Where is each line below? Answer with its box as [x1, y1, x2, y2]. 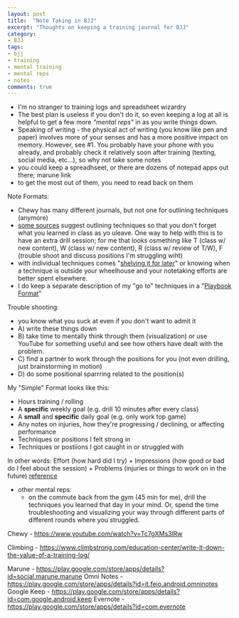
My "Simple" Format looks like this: [7, 384, 110, 392]
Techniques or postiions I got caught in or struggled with [17, 443, 184, 451]
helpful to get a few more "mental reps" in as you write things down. [17, 118, 218, 127]
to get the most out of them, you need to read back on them [17, 179, 193, 187]
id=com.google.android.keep [7, 595, 92, 604]
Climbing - [7, 543, 38, 552]
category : [7, 30, 37, 38]
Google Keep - [7, 587, 51, 596]
